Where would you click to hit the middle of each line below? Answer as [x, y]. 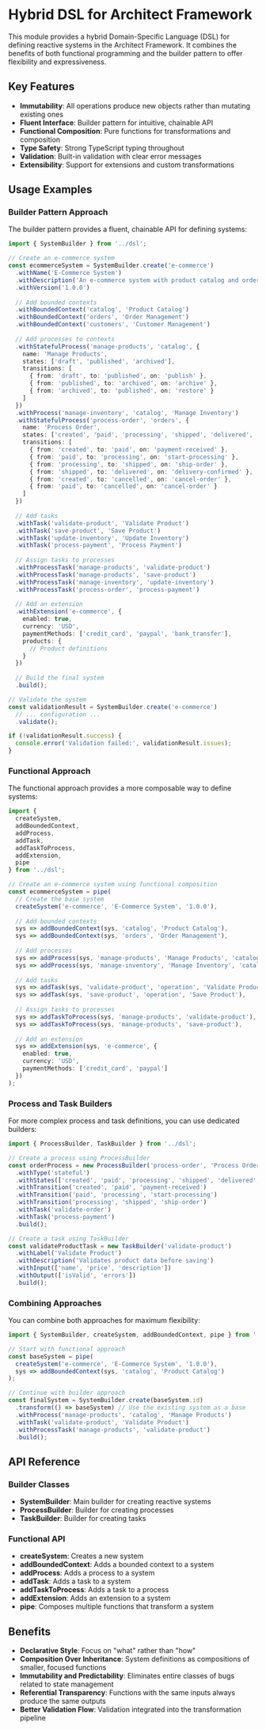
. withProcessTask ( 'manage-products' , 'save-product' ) [106, 575]
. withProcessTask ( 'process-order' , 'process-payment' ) [108, 589]
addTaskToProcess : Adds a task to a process [94, 1590]
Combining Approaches [55, 1303]
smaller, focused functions [63, 1667]
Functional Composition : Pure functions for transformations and [125, 131]
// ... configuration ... [58, 714]
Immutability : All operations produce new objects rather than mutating [135, 105]
